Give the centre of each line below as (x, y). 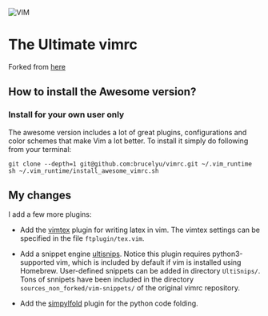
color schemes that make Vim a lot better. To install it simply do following (128, 141)
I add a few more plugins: (50, 214)
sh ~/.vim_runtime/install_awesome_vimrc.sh (84, 171)
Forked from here (37, 66)
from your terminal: (40, 149)
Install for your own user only (66, 114)
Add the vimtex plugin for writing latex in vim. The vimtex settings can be (140, 230)
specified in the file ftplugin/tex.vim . (82, 238)
